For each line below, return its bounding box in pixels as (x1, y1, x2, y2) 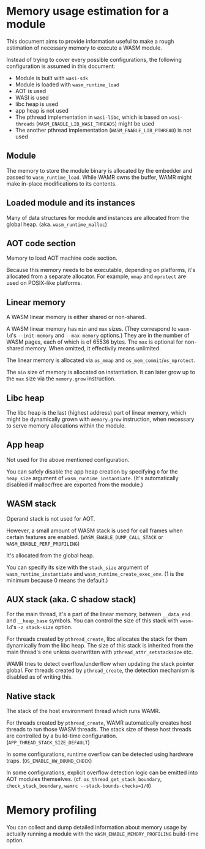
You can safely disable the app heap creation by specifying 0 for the (6, 467, 178, 475)
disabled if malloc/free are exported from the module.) (6, 481, 144, 488)
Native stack (6, 691, 56, 701)
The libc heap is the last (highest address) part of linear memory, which (6, 409, 187, 416)
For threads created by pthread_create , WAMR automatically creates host (6, 719, 192, 726)
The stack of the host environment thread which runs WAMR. (6, 707, 160, 715)
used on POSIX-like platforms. (6, 279, 83, 287)
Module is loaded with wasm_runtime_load (15, 81, 119, 88)
